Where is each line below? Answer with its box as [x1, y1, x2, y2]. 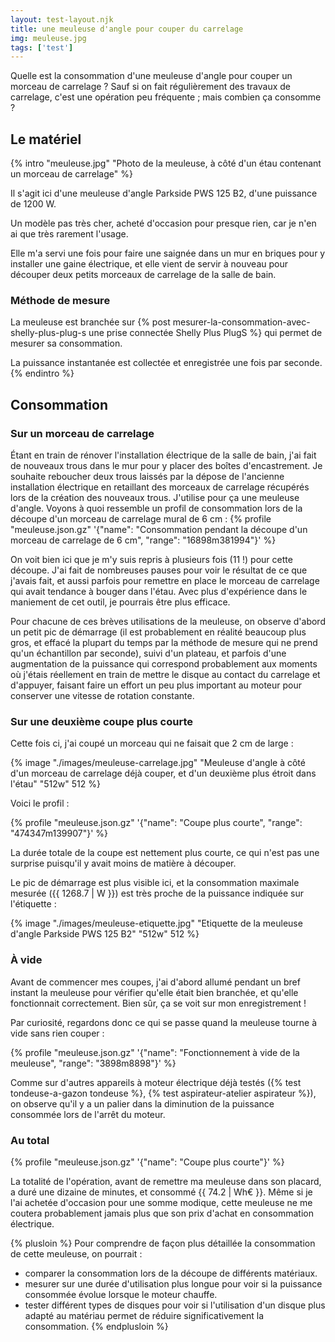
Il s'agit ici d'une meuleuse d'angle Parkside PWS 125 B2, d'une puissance [10, 187, 318, 200]
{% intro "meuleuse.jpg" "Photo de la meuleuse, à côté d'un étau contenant [10, 157, 322, 170]
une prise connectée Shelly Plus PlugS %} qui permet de [88, 327, 323, 339]
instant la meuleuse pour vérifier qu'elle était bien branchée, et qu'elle [10, 986, 299, 998]
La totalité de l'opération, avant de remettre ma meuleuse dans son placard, [10, 1175, 322, 1187]
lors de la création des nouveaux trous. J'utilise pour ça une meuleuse [10, 492, 300, 504]
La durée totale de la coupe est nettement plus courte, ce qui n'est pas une [10, 847, 320, 859]
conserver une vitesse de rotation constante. [10, 690, 195, 702]
